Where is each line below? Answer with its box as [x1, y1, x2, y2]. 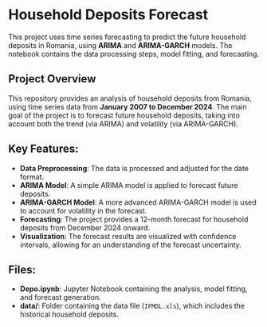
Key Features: [8, 142, 79, 156]
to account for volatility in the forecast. [19, 205, 147, 215]
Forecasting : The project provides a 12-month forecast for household [19, 214, 249, 224]
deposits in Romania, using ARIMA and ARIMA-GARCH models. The [8, 40, 233, 50]
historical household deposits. [19, 309, 120, 319]
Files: [8, 262, 36, 277]
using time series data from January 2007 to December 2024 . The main [8, 102, 247, 111]
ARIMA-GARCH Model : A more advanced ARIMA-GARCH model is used [19, 197, 257, 207]
